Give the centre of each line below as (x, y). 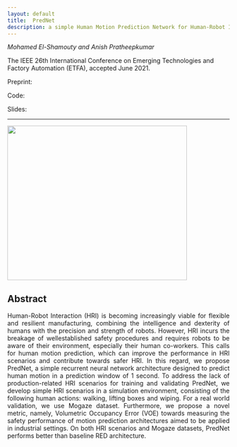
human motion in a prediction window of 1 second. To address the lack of (119, 376)
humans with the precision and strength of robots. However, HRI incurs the (119, 331)
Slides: (17, 109)
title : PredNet (31, 20)
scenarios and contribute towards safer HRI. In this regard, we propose (119, 361)
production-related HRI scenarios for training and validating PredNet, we (119, 383)
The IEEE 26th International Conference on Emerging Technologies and (111, 61)
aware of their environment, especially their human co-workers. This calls (119, 346)
